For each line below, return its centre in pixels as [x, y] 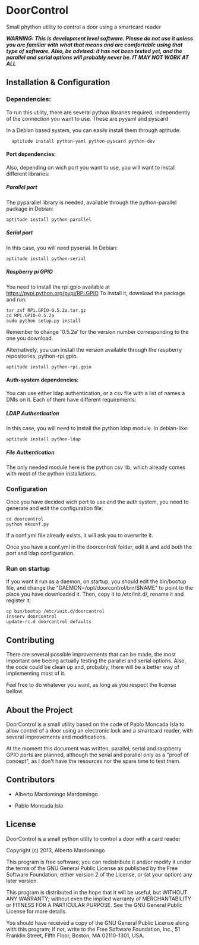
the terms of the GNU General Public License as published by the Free [92, 868]
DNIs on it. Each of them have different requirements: [71, 399]
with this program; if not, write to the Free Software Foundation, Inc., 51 [93, 929]
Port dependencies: [31, 154]
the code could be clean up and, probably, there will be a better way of [93, 667]
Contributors [31, 780]
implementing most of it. [36, 674]
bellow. [15, 691]
